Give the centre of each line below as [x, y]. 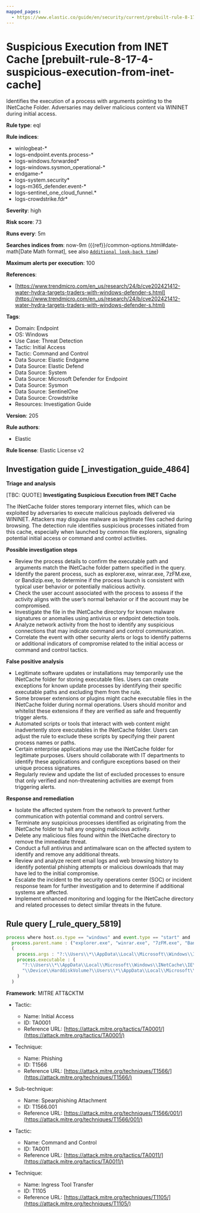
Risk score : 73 [24, 222]
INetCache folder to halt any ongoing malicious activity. [82, 829]
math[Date [19, 251]
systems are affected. [41, 892]
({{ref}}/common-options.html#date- [133, 245]
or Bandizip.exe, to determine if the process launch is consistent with [99, 580]
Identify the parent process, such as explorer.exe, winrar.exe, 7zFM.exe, [103, 574]
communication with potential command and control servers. [89, 816]
